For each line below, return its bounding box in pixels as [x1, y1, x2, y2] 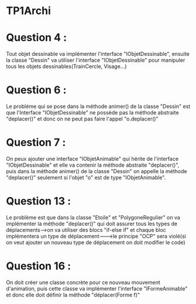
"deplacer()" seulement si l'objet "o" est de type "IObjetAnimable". [6, 174, 166, 181]
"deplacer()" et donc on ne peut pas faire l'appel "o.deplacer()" [6, 116, 159, 123]
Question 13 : [6, 195, 71, 208]
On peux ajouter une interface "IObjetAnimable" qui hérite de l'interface [6, 156, 179, 162]
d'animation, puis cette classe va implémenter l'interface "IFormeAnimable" [6, 285, 188, 292]
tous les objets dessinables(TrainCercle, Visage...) [6, 63, 127, 70]
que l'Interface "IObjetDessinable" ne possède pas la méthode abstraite [6, 109, 180, 116]
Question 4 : [6, 31, 67, 45]
